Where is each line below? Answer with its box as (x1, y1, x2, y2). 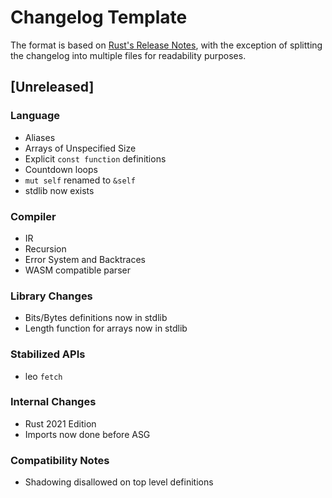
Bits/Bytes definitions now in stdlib (24, 312, 168, 324)
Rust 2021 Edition (24, 417, 97, 430)
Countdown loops (24, 163, 98, 175)
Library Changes (10, 289, 93, 303)
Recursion (24, 242, 67, 255)
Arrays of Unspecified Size (24, 142, 137, 154)
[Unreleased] (10, 79, 95, 96)
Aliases (24, 131, 56, 143)
